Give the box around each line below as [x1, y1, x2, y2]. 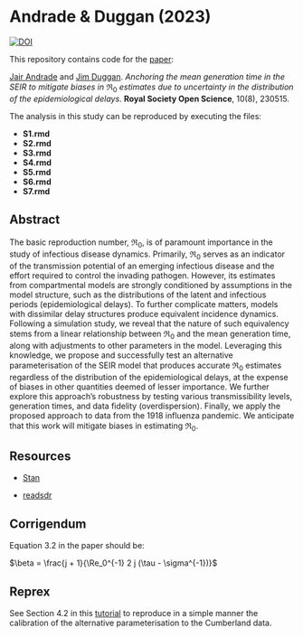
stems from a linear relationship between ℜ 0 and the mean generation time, [9, 328, 291, 341]
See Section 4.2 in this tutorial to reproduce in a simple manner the [9, 607, 259, 618]
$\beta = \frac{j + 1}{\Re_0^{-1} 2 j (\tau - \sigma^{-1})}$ [9, 557, 218, 568]
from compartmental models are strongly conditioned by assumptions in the [9, 280, 292, 291]
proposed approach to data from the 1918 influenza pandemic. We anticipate [9, 409, 295, 421]
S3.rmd [22, 147, 52, 158]
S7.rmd [22, 185, 51, 196]
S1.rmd [22, 128, 51, 139]
